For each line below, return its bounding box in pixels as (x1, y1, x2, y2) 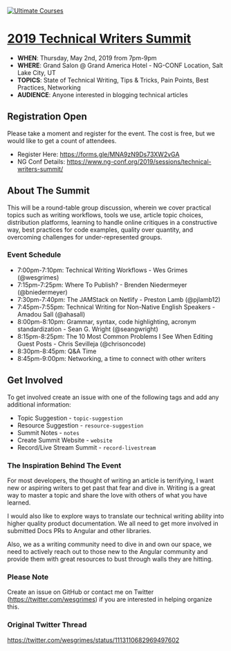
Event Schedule (7, 250, 62, 260)
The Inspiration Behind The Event (7, 460, 122, 470)
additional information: (7, 400, 71, 409)
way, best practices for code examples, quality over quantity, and (7, 226, 194, 234)
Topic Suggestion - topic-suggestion (17, 414, 123, 422)
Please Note (7, 572, 49, 582)
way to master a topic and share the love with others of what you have (7, 491, 207, 499)
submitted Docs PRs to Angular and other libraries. (7, 526, 151, 534)
